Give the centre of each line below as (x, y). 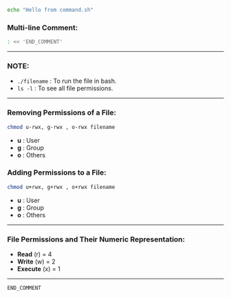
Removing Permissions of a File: (62, 112)
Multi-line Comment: (43, 28)
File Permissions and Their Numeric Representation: (96, 239)
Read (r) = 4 (34, 254)
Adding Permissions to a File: (57, 172)
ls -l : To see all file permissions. (65, 88)
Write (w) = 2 (36, 261)
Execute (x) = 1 (38, 268)
